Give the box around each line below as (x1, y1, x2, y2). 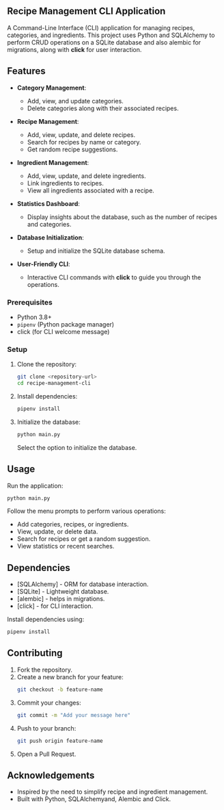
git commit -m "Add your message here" (16, 711, 131, 718)
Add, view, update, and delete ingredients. (27, 171, 146, 180)
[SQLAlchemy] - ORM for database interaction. (16, 580, 149, 588)
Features (7, 65, 46, 77)
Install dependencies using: (7, 616, 85, 624)
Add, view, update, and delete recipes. (27, 130, 136, 139)
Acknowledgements (7, 770, 95, 781)
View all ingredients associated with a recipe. (27, 186, 155, 194)
